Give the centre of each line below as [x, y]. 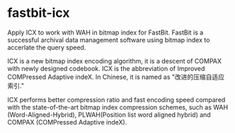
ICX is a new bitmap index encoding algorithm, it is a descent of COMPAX [114, 61]
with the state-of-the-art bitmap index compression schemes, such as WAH [118, 107]
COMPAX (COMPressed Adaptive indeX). [67, 122]
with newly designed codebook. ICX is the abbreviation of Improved [106, 68]
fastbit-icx [39, 13]
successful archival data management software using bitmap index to [109, 39]
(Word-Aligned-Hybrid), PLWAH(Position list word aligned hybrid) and [109, 115]
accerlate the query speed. [47, 47]
